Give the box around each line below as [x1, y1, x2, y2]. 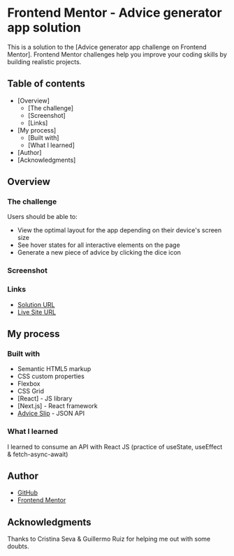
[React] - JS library [17, 394, 73, 403]
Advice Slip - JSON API [17, 410, 85, 418]
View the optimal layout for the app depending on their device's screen [17, 226, 222, 234]
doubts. [7, 542, 29, 550]
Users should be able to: [7, 213, 78, 221]
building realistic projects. [7, 57, 82, 66]
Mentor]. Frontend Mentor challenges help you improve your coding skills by [7, 50, 227, 59]
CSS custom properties [17, 372, 85, 381]
